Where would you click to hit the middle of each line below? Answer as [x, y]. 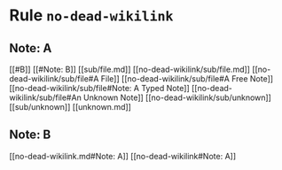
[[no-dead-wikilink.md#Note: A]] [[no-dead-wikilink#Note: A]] [123, 156]
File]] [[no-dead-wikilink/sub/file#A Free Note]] [187, 79]
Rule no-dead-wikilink [91, 15]
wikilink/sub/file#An [45, 97]
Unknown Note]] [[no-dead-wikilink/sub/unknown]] [177, 97]
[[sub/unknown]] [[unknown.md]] [70, 107]
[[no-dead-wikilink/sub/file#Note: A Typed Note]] [100, 88]
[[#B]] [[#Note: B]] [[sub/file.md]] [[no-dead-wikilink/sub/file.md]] [130, 69]
